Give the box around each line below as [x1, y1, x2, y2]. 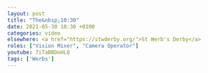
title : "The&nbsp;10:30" [7, 17, 80, 24]
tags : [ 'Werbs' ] [7, 56, 54, 63]
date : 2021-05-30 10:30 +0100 [7, 23, 96, 30]
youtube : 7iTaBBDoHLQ [7, 49, 70, 56]
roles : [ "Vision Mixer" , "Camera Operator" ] [7, 42, 139, 49]
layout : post [7, 10, 45, 17]
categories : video [7, 29, 61, 37]
